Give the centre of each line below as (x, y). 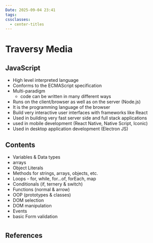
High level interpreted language (45, 80)
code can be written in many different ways (66, 97)
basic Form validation (35, 217)
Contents (20, 145)
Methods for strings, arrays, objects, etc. (55, 173)
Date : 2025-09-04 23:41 (30, 10)
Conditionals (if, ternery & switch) (48, 184)
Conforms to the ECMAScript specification (57, 86)
